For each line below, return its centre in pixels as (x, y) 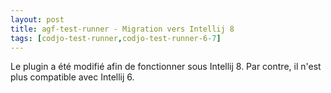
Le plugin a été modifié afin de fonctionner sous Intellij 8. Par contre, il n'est (166, 67)
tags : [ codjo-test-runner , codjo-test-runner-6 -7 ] (116, 38)
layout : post (37, 19)
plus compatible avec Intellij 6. (72, 77)
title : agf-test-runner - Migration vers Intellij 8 (122, 29)
